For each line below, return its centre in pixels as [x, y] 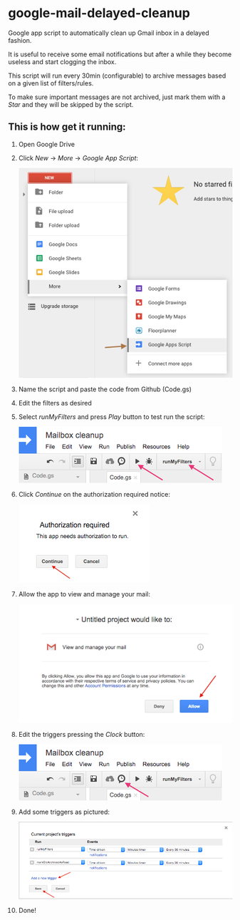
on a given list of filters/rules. [51, 83]
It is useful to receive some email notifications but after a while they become [120, 54]
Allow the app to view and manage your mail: [84, 594]
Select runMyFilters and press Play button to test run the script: [111, 417]
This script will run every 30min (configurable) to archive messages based [117, 76]
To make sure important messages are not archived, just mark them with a [117, 97]
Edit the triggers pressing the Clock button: [82, 734]
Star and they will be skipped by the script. [71, 104]
